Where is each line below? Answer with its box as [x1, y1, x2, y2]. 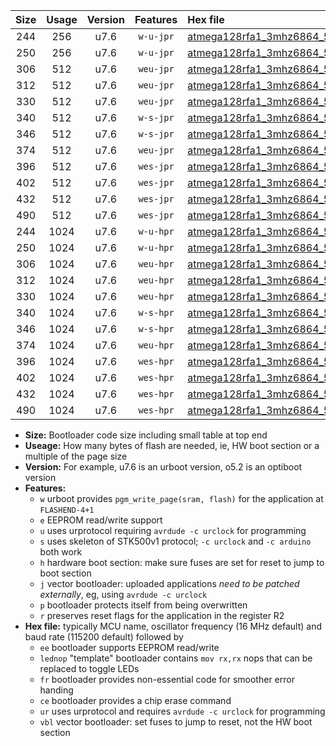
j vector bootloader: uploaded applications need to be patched [39, 578, 300, 589]
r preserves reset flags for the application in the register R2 [39, 610, 285, 621]
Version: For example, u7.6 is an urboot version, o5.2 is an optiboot [24, 461, 303, 473]
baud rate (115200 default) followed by [24, 631, 184, 643]
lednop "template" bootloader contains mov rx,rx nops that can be [39, 652, 313, 664]
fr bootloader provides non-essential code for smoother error [39, 674, 295, 685]
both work [39, 546, 83, 558]
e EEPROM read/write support [39, 514, 163, 526]
